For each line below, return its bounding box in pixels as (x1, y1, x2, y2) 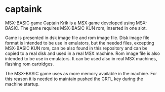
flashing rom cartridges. (5, 61, 54, 67)
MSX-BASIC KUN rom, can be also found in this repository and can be (5, 45, 148, 51)
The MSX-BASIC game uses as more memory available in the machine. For (5, 70, 157, 76)
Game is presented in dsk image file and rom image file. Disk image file (5, 35, 150, 41)
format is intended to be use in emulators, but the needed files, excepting (5, 40, 155, 46)
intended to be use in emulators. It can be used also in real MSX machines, (5, 55, 157, 61)
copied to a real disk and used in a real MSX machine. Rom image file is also (5, 50, 160, 56)
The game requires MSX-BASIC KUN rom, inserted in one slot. (20, 25, 147, 31)
